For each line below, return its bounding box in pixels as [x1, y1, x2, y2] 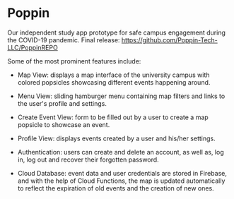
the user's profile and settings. [17, 99, 107, 107]
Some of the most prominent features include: [7, 56, 141, 65]
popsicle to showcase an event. [17, 120, 110, 128]
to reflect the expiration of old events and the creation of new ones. [17, 183, 214, 192]
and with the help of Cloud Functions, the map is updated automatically [17, 176, 226, 185]
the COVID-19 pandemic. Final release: [7, 35, 120, 44]
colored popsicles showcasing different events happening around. [17, 78, 211, 86]
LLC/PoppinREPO [7, 43, 58, 52]
